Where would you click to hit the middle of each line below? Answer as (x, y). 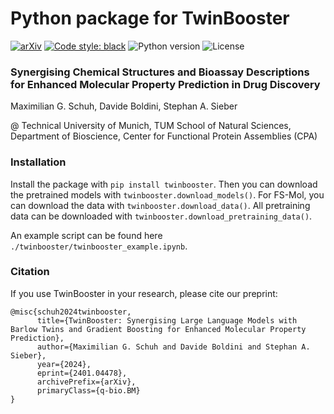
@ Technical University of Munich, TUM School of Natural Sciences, (151, 126)
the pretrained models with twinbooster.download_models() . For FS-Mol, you (167, 194)
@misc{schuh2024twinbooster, (71, 312)
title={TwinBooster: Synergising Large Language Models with (167, 320)
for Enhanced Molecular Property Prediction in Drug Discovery (165, 84)
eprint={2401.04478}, (82, 373)
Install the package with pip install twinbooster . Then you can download (164, 184)
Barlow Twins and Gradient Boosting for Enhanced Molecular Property (158, 329)
